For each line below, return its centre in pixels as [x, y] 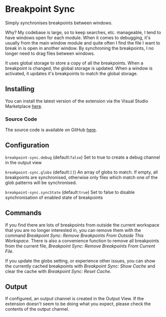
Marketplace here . [24, 106]
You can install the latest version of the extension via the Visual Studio [77, 101]
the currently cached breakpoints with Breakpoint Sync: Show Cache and [80, 266]
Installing [20, 89]
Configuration [27, 145]
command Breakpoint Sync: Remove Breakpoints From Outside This [74, 235]
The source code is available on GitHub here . [51, 130]
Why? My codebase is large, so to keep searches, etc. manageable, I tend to [83, 32]
